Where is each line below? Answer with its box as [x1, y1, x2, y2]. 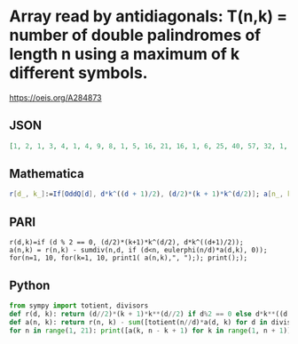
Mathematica [9, 166, 84, 181]
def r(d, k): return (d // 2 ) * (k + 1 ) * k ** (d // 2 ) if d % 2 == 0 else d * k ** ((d [9, 309, 288, 318]
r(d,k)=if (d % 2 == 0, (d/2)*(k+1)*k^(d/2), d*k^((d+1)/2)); [9, 238, 244, 247]
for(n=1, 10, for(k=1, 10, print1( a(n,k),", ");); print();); [9, 253, 248, 263]
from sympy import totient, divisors [9, 300, 149, 310]
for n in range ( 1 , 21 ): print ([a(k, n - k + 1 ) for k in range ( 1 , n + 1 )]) [9, 326, 295, 335]
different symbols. [9, 63, 148, 84]
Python [9, 277, 51, 292]
